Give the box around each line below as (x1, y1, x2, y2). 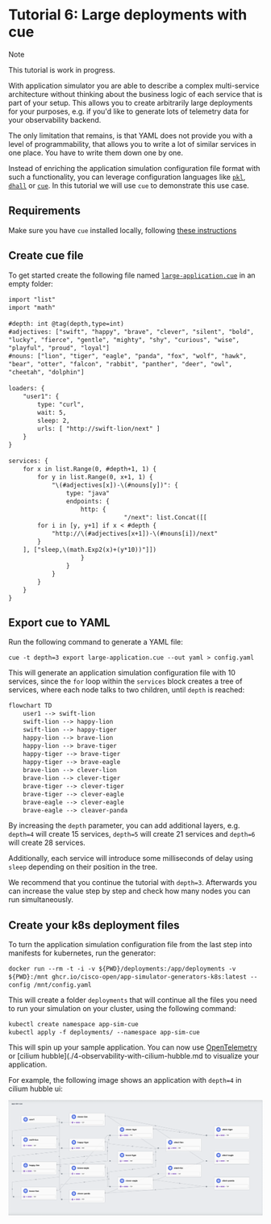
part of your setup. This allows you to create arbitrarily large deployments (8, 98, 253, 107)
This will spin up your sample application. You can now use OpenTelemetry (8, 1042, 257, 1052)
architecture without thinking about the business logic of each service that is (8, 89, 263, 98)
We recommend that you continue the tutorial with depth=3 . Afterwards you (8, 878, 257, 888)
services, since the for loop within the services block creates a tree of (8, 676, 243, 687)
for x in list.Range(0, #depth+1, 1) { (23, 465, 157, 473)
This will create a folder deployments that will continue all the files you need (8, 995, 257, 1005)
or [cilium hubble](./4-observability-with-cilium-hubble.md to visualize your (8, 1051, 260, 1061)
